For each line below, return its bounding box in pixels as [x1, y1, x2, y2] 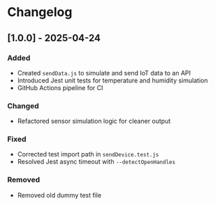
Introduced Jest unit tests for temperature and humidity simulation [17, 76, 208, 84]
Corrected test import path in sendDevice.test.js [17, 150, 159, 159]
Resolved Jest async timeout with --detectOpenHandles [17, 158, 176, 166]
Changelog [7, 4, 73, 20]
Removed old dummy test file [17, 191, 102, 199]
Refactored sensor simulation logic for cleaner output [17, 117, 171, 126]
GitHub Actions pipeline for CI [17, 83, 103, 91]
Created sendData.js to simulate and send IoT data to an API [17, 68, 191, 77]
